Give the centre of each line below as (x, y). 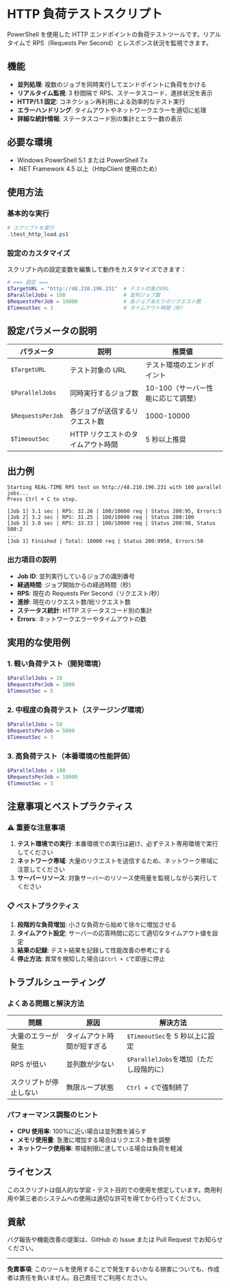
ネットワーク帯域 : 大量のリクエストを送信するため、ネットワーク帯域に (118, 861)
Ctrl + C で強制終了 (158, 1087)
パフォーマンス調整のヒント (53, 1115)
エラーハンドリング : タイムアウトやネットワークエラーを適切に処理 (112, 110)
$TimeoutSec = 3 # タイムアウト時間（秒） (97, 308)
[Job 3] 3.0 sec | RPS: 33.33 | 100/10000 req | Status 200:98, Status (111, 523)
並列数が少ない (90, 1064)
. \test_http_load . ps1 (38, 235)
